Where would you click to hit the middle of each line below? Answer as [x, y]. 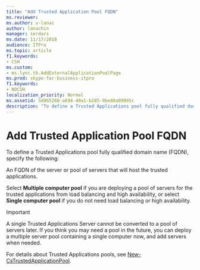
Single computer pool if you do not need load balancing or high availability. [99, 201]
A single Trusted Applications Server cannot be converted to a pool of [92, 224]
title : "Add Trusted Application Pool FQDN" [62, 12]
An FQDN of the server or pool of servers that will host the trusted [87, 170]
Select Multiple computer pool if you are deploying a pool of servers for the [99, 188]
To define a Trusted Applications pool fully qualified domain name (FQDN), [98, 152]
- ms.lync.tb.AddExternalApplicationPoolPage [63, 73]
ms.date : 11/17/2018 [32, 39]
